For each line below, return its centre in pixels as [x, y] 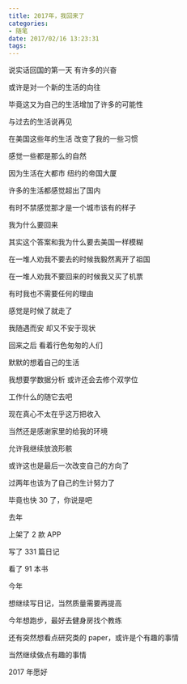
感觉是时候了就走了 [40, 311]
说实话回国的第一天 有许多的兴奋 [63, 70]
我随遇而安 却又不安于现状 [52, 328]
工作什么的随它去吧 [40, 397]
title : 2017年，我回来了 [47, 16]
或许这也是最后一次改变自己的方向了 [69, 465]
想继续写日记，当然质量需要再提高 [65, 603]
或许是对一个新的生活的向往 [55, 87]
